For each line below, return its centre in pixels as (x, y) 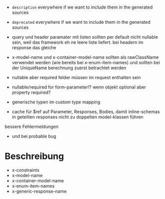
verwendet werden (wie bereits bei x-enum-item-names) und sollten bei (86, 62)
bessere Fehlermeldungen (31, 127)
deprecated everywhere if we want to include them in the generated (81, 22)
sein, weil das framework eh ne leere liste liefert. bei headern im (78, 42)
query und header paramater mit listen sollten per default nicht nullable (85, 37)
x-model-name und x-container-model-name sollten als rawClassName (85, 57)
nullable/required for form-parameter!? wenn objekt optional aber (79, 87)
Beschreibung (34, 156)
